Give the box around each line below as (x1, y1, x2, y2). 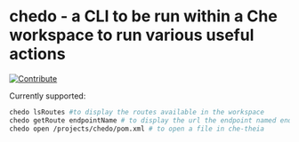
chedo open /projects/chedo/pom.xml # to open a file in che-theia (9, 124, 265, 133)
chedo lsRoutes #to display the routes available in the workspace (9, 107, 265, 116)
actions (9, 44, 66, 64)
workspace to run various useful (9, 25, 255, 45)
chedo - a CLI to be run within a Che (9, 6, 278, 27)
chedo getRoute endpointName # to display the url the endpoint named (9, 115, 277, 125)
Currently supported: (9, 91, 86, 101)
